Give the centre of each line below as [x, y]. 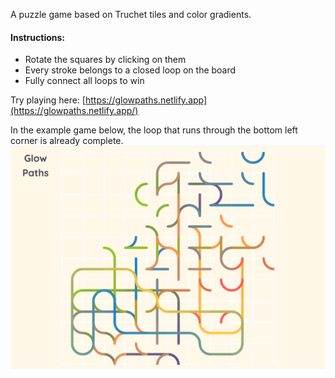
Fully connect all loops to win [84, 81]
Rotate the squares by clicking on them [105, 60]
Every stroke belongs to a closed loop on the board [130, 70]
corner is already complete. [67, 141]
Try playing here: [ [48, 100]
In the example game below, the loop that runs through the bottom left [154, 130]
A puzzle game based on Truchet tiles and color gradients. [131, 14]
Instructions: [38, 37]
